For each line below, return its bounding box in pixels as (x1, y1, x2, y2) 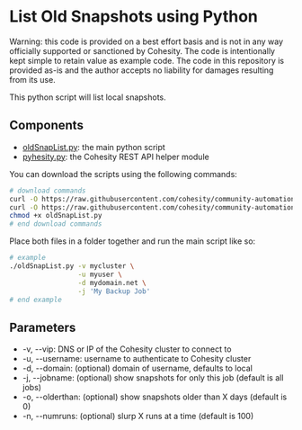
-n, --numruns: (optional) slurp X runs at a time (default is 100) (22, 411, 254, 422)
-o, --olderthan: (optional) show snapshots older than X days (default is (22, 391, 288, 402)
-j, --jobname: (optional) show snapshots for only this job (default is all (22, 372, 284, 383)
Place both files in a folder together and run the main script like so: (9, 236, 256, 246)
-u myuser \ (77, 270, 123, 279)
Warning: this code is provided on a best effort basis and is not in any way (9, 36, 284, 47)
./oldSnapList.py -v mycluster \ (9, 262, 135, 271)
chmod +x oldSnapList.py (9, 211, 102, 220)
